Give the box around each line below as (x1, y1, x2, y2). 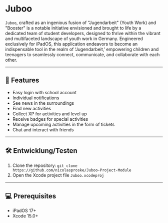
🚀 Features (5, 76, 39, 85)
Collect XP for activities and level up (12, 111, 87, 117)
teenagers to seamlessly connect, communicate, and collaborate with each (5, 51, 160, 58)
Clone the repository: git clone (12, 162, 77, 168)
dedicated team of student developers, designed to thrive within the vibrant (5, 30, 161, 36)
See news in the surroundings (12, 100, 74, 106)
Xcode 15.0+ (12, 213, 38, 219)
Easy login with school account (12, 89, 77, 95)
